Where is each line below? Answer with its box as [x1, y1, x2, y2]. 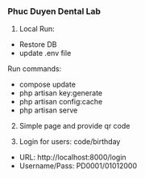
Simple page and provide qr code [19, 121, 130, 131]
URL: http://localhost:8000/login [19, 152, 126, 163]
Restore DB [19, 40, 57, 49]
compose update [19, 79, 76, 90]
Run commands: [7, 64, 62, 74]
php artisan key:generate [19, 88, 103, 98]
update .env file [19, 49, 72, 58]
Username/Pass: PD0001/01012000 [19, 161, 138, 171]
